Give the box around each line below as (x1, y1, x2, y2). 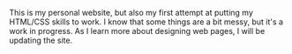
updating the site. (9, 35, 73, 45)
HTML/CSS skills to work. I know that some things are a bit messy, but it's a (9, 17, 284, 27)
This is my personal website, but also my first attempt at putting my (9, 8, 254, 17)
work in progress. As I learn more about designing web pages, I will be (9, 26, 266, 36)
